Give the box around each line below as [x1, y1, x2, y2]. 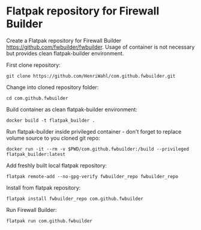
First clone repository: [6, 61, 61, 69]
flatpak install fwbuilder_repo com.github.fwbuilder [6, 196, 144, 202]
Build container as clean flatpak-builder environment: [6, 105, 138, 113]
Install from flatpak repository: [6, 184, 81, 191]
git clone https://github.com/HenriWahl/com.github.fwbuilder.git [6, 73, 176, 79]
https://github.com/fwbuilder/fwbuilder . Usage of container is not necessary [6, 43, 195, 51]
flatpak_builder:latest [6, 151, 66, 157]
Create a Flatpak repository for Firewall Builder [6, 37, 122, 44]
